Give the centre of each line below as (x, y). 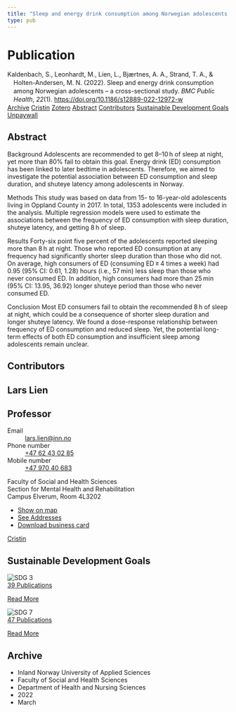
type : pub (22, 20)
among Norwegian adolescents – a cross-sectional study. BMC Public (114, 91)
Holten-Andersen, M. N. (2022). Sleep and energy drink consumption (114, 83)
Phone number (29, 446)
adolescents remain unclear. (48, 344)
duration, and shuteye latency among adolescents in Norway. (96, 184)
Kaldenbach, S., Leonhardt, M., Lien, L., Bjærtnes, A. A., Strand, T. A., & (110, 74)
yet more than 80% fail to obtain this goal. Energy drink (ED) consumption (114, 161)
